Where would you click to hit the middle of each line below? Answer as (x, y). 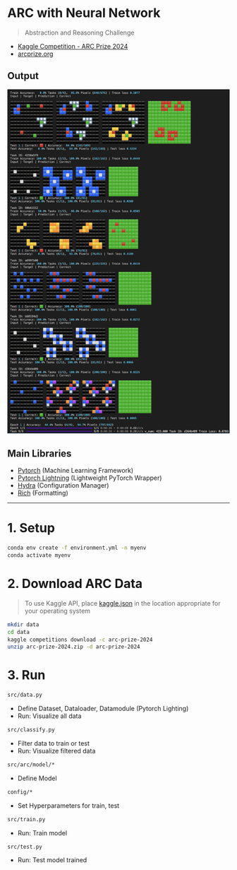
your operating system (57, 611)
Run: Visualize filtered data (56, 751)
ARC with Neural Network (84, 13)
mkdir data (23, 624)
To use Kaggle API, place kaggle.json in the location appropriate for (122, 603)
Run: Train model (42, 833)
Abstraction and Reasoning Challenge (79, 33)
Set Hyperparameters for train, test (68, 805)
